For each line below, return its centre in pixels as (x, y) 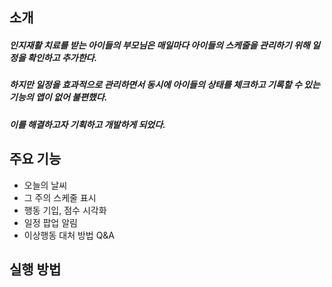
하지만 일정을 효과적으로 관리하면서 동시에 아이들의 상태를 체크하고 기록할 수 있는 (165, 85)
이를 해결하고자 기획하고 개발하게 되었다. (87, 124)
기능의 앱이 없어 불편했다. (58, 97)
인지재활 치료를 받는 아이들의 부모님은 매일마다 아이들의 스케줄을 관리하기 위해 (160, 45)
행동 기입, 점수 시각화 (65, 210)
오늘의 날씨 (45, 185)
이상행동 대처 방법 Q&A (69, 235)
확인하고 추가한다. (62, 57)
